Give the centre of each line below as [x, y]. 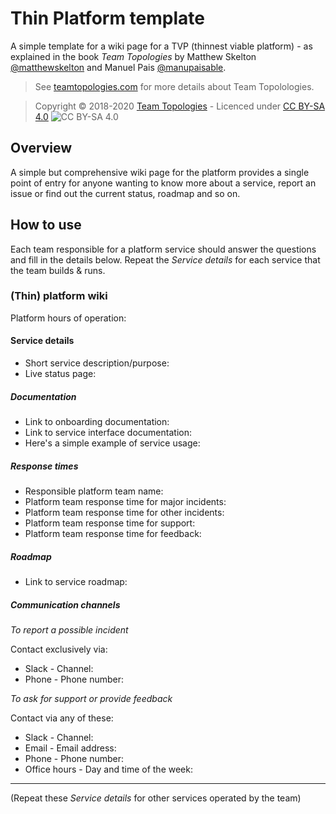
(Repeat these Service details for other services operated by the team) [156, 798]
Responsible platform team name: [94, 491]
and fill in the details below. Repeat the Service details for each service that [165, 259]
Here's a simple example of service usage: [112, 443]
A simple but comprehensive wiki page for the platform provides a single [160, 172]
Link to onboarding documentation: [97, 422]
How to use [46, 225]
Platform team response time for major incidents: [125, 501]
